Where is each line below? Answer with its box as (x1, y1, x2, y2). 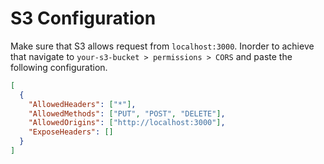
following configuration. (10, 61, 108, 73)
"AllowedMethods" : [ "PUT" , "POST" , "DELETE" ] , (28, 108, 226, 119)
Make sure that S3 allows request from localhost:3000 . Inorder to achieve (10, 40, 315, 52)
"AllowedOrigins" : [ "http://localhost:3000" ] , (28, 118, 226, 128)
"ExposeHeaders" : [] (28, 127, 114, 137)
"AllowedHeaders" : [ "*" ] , (28, 99, 137, 109)
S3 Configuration (10, 7, 157, 30)
